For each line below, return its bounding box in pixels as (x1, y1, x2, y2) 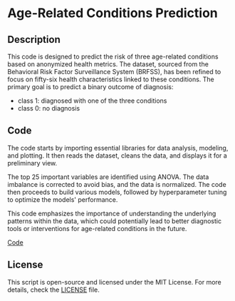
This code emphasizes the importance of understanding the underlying (7, 209, 216, 218)
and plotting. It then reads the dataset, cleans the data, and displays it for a (7, 151, 228, 160)
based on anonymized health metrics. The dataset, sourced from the (7, 60, 209, 68)
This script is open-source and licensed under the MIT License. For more (7, 277, 222, 286)
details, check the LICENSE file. (7, 285, 100, 294)
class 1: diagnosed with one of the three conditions (17, 96, 167, 105)
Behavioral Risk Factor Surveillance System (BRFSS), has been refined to (7, 68, 221, 76)
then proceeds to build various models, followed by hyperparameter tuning (7, 188, 227, 196)
